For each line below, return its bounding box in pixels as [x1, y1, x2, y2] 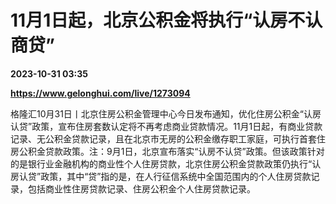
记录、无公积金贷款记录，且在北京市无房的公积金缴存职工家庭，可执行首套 [10, 132, 317, 145]
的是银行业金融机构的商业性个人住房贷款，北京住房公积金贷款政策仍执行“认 [10, 157, 322, 170]
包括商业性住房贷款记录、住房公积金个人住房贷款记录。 [27, 182, 256, 195]
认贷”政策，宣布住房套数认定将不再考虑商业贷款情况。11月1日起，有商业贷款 [10, 120, 323, 132]
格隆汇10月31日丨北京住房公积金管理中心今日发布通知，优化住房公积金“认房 [10, 107, 322, 120]
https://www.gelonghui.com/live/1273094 [10, 87, 191, 99]
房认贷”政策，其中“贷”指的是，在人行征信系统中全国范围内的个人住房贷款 [10, 170, 312, 182]
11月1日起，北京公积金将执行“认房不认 [10, 9, 323, 32]
